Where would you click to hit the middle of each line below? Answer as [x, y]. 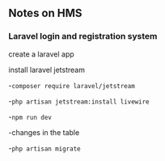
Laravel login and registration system [83, 36]
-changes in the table [44, 132]
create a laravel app [41, 54]
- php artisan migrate [44, 148]
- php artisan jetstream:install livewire [79, 101]
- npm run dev [30, 117]
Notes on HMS [45, 13]
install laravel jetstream [47, 70]
